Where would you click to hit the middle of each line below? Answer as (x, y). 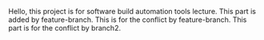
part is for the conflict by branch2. (65, 28)
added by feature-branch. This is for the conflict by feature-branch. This (128, 20)
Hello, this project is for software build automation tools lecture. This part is (132, 11)
